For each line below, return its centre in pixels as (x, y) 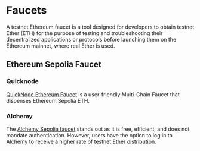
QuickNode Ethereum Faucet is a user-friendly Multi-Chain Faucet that (93, 94)
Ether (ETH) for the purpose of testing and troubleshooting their (84, 33)
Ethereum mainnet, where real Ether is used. (61, 46)
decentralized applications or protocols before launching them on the (91, 39)
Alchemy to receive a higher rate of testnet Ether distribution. (81, 141)
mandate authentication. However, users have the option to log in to (90, 135)
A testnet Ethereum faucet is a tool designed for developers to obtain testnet (100, 27)
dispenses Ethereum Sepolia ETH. (48, 100)
